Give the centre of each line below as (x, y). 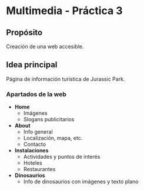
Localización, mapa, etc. (53, 138)
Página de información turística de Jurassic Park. (66, 79)
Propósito (24, 33)
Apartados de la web (36, 94)
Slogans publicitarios (49, 120)
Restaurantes (39, 169)
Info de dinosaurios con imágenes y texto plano (81, 182)
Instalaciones (31, 151)
